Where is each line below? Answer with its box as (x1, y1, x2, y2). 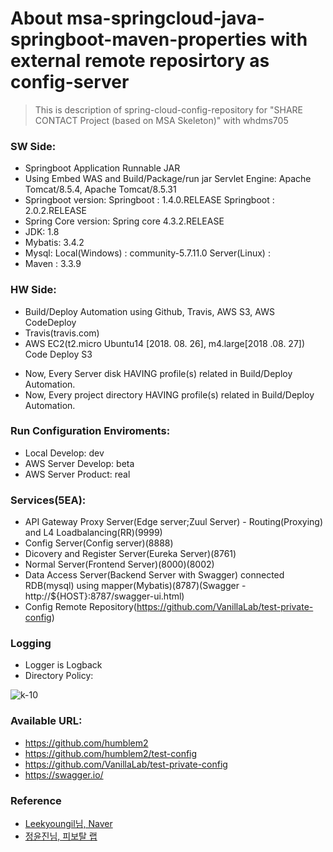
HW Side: (10, 283, 57, 297)
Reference (10, 793, 62, 807)
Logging (10, 637, 52, 651)
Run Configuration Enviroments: (10, 424, 171, 438)
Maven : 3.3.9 (24, 258, 82, 270)
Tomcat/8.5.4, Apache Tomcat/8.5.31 (24, 183, 177, 196)
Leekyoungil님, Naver (24, 818, 113, 830)
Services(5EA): (10, 493, 87, 507)
